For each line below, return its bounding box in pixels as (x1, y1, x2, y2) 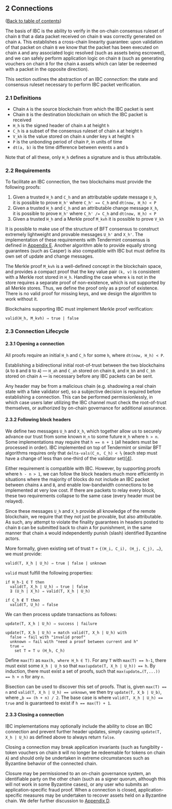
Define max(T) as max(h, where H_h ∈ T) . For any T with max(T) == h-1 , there (5, 657, 166, 663)
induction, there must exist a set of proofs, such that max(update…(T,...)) (5, 668, 160, 674)
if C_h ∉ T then (5, 598, 40, 603)
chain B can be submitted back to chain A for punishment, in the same (5, 524, 152, 530)
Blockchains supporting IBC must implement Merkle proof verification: (5, 306, 154, 312)
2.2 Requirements (5, 167, 51, 174)
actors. (5, 535, 20, 542)
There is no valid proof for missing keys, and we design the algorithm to (5, 291, 157, 297)
